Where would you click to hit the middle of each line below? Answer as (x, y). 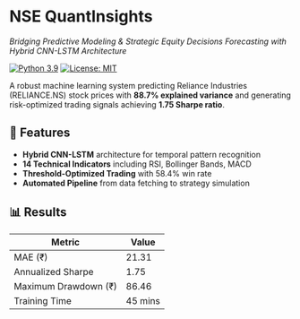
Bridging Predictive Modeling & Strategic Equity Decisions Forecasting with (148, 41)
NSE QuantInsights (81, 17)
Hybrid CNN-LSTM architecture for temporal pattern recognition (141, 154)
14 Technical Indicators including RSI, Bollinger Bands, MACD (137, 164)
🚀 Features (40, 133)
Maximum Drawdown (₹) (66, 286)
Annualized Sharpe (54, 272)
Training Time (43, 300)
